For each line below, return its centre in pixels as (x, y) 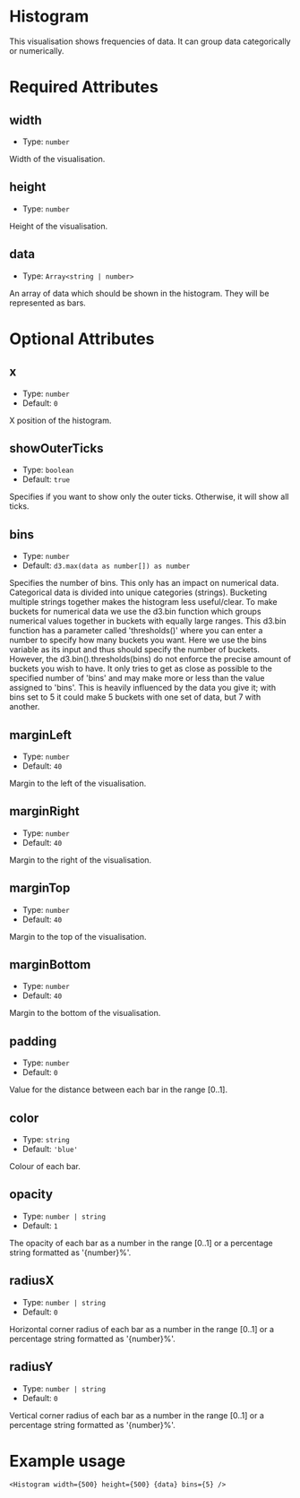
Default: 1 (40, 1226)
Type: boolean (48, 470)
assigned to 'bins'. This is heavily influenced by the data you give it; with (142, 688)
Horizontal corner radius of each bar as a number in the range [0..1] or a (142, 1329)
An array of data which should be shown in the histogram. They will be (139, 293)
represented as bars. (48, 303)
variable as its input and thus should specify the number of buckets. (135, 650)
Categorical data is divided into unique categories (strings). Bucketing (138, 592)
